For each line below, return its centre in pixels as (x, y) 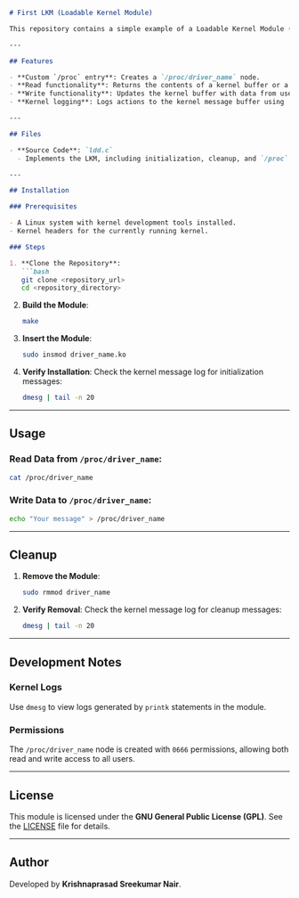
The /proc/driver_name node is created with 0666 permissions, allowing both (149, 749)
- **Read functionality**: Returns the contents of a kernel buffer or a (149, 86)
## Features (31, 61)
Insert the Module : (57, 339)
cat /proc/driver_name (51, 478)
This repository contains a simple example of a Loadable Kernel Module (147, 29)
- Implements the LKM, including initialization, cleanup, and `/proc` (153, 159)
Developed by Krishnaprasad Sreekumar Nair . (95, 884)
